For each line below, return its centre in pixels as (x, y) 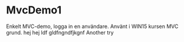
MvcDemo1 (34, 10)
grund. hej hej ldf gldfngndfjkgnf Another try (60, 32)
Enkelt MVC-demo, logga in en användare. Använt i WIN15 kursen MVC (92, 26)
